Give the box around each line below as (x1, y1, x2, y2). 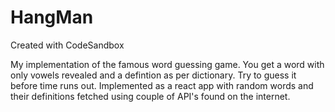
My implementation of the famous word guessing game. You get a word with (10, 58, 325, 70)
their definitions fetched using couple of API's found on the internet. (10, 90, 291, 102)
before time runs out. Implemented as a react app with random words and (10, 79, 314, 91)
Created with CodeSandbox (10, 39, 125, 51)
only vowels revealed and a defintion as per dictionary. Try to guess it (10, 69, 297, 81)
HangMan (10, 6, 94, 29)
